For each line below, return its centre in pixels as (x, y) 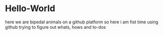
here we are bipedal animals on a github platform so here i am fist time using (82, 22)
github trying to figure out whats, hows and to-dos (55, 27)
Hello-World (30, 9)
